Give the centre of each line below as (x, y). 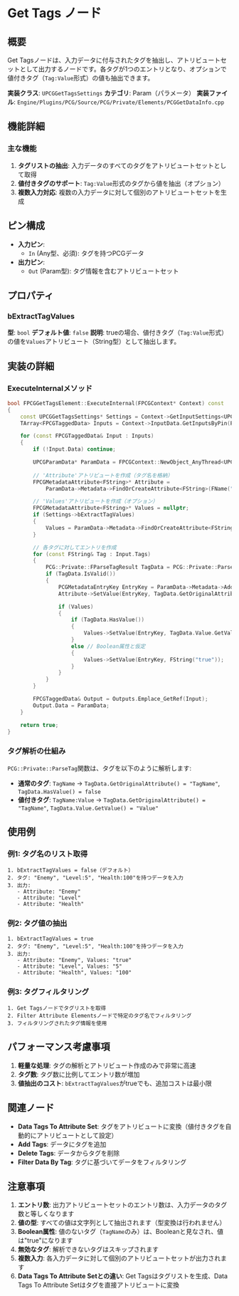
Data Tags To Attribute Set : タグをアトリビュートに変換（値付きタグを (121, 1126)
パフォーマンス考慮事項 (59, 1047)
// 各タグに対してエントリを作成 (75, 548)
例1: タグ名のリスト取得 (47, 854)
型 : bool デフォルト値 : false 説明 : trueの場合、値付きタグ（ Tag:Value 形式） (117, 333)
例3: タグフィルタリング (48, 991)
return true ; (39, 725)
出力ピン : (31, 262)
